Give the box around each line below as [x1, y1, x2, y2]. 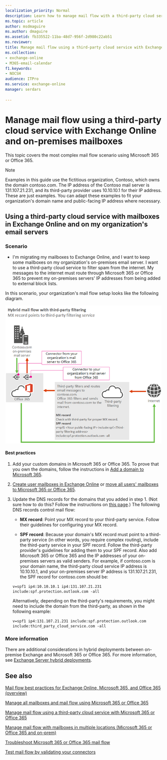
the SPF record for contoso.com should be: [19, 573, 108, 579]
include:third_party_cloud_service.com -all [12, 623, 106, 628]
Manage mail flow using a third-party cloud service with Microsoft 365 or [5, 709, 155, 715]
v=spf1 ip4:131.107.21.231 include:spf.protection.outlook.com [12, 618, 147, 623]
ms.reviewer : [5, 40, 32, 45]
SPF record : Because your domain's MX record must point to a [19, 531, 149, 537]
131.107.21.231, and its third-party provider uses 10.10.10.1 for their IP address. [5, 187, 162, 193]
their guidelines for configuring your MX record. [19, 522, 118, 528]
